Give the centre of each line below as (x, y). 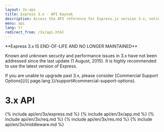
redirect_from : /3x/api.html (35, 32)
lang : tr (14, 28)
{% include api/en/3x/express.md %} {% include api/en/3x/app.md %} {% (80, 114)
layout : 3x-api (20, 10)
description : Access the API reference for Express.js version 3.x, (76, 19)
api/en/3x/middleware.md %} (35, 124)
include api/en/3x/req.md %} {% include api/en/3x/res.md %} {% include (79, 119)
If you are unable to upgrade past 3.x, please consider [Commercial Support (82, 76)
